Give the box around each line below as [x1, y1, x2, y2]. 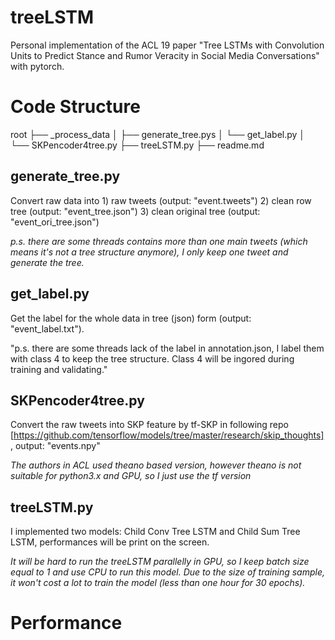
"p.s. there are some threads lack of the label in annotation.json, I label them [10, 342, 325, 354]
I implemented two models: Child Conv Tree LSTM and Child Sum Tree [10, 526, 301, 538]
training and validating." [10, 363, 108, 375]
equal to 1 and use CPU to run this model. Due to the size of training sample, [10, 566, 325, 578]
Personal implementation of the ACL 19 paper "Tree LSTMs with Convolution [10, 39, 325, 51]
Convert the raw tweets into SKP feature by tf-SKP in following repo [10, 419, 289, 431]
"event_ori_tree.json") [10, 216, 100, 228]
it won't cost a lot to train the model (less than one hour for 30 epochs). [10, 577, 306, 589]
